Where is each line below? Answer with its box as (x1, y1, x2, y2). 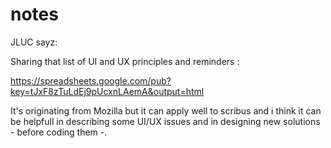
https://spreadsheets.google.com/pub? (10, 74, 172, 87)
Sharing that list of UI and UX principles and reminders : (10, 55, 240, 67)
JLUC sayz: (10, 36, 58, 48)
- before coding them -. (10, 126, 108, 138)
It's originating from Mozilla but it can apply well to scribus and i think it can (10, 104, 322, 117)
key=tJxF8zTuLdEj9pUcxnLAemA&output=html (10, 85, 205, 97)
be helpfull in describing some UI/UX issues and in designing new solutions (10, 115, 321, 127)
